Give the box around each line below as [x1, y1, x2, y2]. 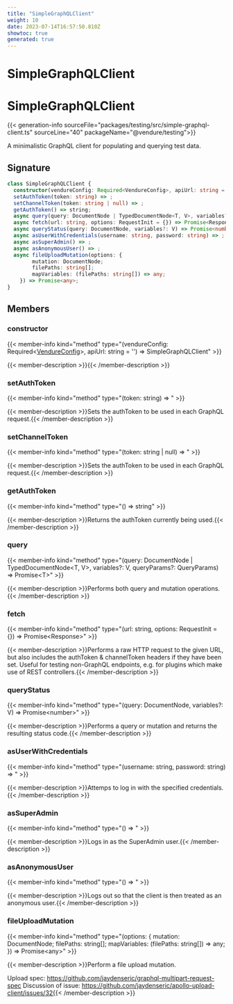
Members [7, 303, 50, 315]
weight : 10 [7, 17, 39, 24]
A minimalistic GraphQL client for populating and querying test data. [7, 142, 201, 150]
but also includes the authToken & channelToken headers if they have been [7, 653, 222, 662]
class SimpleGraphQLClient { [7, 180, 92, 188]
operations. [187, 584, 221, 592]
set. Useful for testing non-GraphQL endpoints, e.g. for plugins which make [7, 660, 223, 669]
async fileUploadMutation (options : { [13, 251, 123, 258]
